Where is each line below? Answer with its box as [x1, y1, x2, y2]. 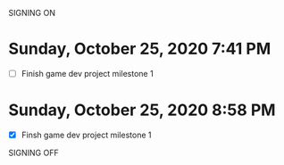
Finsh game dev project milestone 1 [21, 129, 152, 140]
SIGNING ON [8, 8, 55, 18]
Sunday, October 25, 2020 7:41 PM [8, 39, 271, 59]
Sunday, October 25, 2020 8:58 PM [8, 100, 276, 120]
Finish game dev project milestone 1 [21, 68, 154, 78]
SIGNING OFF [8, 147, 59, 158]
